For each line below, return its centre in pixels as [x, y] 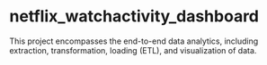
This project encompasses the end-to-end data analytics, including [134, 41]
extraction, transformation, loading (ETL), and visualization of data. [133, 50]
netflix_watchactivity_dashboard [134, 16]
